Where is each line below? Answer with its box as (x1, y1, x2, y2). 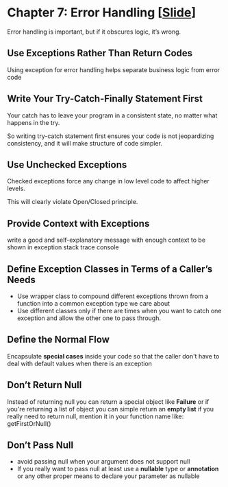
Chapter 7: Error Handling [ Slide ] (7, 5, 197, 21)
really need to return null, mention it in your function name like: (7, 412, 184, 420)
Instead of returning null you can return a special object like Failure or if (7, 397, 210, 406)
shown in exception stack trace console (7, 243, 119, 251)
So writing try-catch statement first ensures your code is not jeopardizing (7, 132, 214, 140)
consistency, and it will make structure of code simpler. (7, 139, 163, 147)
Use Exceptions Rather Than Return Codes (7, 47, 193, 59)
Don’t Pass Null (7, 440, 74, 451)
